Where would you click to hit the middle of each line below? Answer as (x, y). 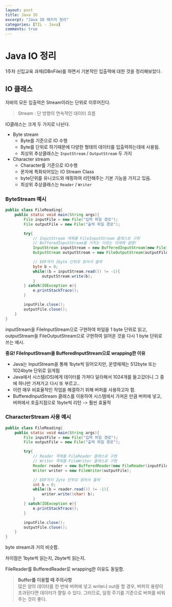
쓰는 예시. (15, 342)
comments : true (21, 29)
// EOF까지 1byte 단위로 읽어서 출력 (67, 262)
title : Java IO (21, 15)
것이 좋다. (37, 599)
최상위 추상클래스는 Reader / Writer (56, 184)
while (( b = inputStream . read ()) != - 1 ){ (76, 271)
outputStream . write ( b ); (67, 276)
